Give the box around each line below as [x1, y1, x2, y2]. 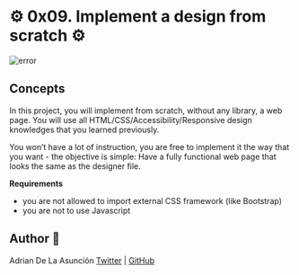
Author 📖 [9, 231, 60, 246]
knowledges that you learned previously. [9, 124, 160, 135]
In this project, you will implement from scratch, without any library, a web [9, 105, 283, 116]
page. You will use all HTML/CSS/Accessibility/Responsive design [9, 114, 253, 125]
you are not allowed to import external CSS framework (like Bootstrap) [22, 195, 283, 206]
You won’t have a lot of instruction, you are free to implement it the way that [9, 141, 290, 152]
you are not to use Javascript [22, 205, 131, 216]
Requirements [9, 178, 64, 189]
